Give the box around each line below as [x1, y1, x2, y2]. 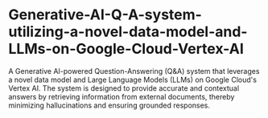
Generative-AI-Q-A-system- [8, 6, 203, 24]
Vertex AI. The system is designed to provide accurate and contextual [8, 83, 240, 93]
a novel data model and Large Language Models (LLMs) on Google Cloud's [8, 75, 258, 84]
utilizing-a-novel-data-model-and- [8, 22, 248, 41]
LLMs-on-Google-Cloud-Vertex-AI [8, 40, 244, 58]
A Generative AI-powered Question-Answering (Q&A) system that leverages [8, 66, 260, 75]
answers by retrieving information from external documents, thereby [8, 92, 235, 101]
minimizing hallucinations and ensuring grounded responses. [8, 100, 211, 110]
